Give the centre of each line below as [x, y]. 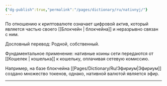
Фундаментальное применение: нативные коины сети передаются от [79, 53]
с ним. [12, 34]
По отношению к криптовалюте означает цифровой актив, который [77, 24]
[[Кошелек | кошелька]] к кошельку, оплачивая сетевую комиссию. [77, 59]
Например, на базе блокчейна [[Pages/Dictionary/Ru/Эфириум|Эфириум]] [83, 68]
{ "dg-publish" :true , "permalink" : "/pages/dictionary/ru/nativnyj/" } [77, 10]
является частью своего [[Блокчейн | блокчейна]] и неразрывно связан [82, 29]
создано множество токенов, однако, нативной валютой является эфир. [82, 73]
